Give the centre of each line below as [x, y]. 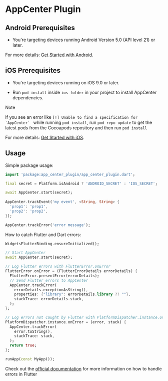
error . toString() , [33, 331]
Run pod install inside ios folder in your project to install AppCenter [84, 92]
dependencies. [28, 98]
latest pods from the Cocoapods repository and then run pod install [76, 128]
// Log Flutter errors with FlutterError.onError [58, 267]
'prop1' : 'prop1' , [29, 207]
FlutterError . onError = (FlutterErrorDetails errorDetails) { [71, 271]
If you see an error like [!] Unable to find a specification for [71, 117]
